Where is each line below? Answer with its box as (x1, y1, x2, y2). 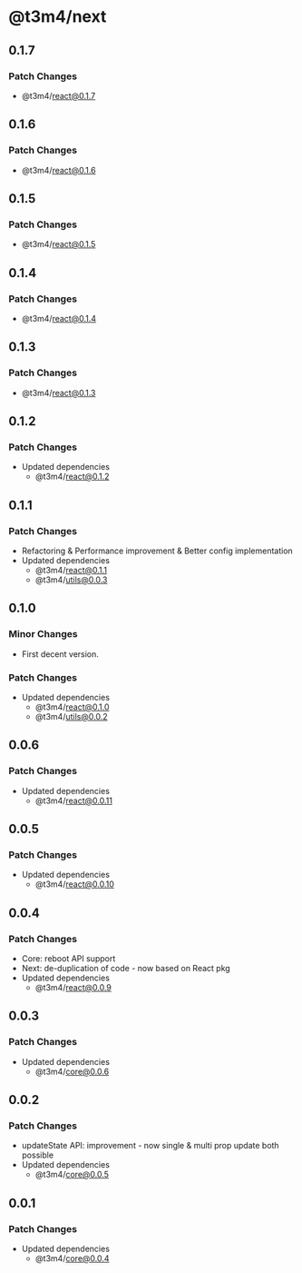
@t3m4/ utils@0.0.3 (34, 574, 108, 585)
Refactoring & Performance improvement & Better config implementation (21, 545, 294, 556)
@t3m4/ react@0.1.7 (21, 90, 96, 101)
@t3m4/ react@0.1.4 (21, 313, 97, 323)
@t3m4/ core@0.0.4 (34, 1253, 110, 1264)
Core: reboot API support (21, 953, 116, 964)
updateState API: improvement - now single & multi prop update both (21, 1140, 279, 1151)
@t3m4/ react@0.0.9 (34, 982, 112, 993)
